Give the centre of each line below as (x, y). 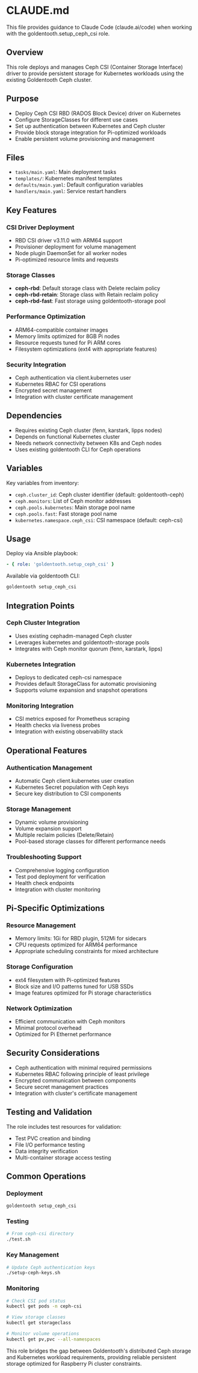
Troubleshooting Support (44, 857)
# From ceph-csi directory (40, 1234)
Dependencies (34, 416)
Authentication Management (49, 768)
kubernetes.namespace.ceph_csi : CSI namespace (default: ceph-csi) (99, 520)
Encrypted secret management (53, 390)
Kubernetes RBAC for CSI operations (60, 384)
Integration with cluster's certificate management (76, 1093)
